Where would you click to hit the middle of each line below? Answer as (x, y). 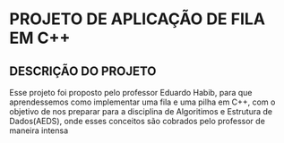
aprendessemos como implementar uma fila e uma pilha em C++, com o (142, 102)
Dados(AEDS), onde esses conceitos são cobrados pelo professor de (138, 121)
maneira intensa (39, 130)
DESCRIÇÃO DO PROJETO (83, 71)
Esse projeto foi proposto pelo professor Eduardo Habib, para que (131, 93)
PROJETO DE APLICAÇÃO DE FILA (138, 19)
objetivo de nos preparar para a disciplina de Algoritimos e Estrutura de (141, 111)
